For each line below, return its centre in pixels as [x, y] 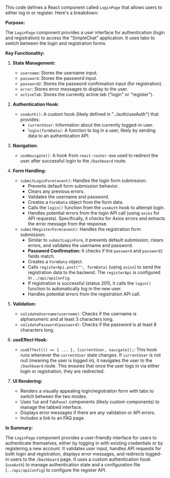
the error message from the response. [67, 224]
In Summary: [19, 428]
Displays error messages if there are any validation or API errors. [88, 412]
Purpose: [15, 23]
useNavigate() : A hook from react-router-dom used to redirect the [89, 155]
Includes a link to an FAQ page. [53, 418]
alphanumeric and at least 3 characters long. [67, 319]
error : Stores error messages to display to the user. [74, 89]
